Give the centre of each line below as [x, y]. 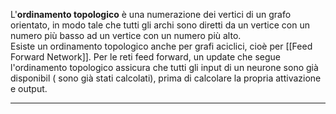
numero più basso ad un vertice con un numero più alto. [126, 35]
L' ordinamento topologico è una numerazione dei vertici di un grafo [151, 14]
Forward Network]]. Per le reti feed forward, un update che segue [145, 57]
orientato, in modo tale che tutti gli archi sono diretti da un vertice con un [160, 25]
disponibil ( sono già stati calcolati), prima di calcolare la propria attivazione [166, 78]
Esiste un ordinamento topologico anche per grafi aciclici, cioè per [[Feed [161, 46]
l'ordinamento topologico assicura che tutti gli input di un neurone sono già [164, 67]
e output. [29, 88]
